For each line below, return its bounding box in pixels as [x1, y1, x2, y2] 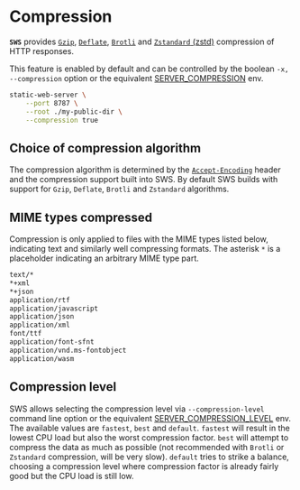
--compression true [25, 116, 99, 125]
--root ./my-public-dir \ [25, 106, 123, 116]
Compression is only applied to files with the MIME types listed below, [9, 234, 268, 245]
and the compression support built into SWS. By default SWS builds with [9, 174, 278, 185]
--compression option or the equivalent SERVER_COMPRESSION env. [9, 72, 264, 83]
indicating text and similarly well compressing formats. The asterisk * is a [9, 244, 281, 254]
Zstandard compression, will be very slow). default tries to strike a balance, [9, 451, 290, 462]
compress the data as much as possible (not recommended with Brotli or [9, 441, 285, 452]
